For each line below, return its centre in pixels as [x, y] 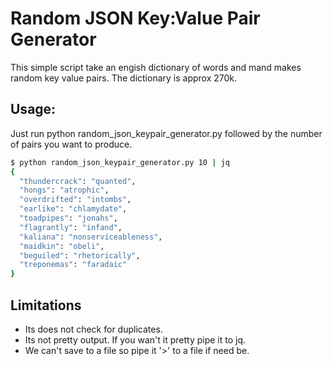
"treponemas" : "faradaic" [73, 265]
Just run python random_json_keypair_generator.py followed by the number [166, 133]
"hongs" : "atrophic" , [64, 190]
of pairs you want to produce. [71, 144]
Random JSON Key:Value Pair [135, 18]
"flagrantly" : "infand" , [71, 227]
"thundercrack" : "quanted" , [78, 181]
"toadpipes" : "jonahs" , [68, 218]
